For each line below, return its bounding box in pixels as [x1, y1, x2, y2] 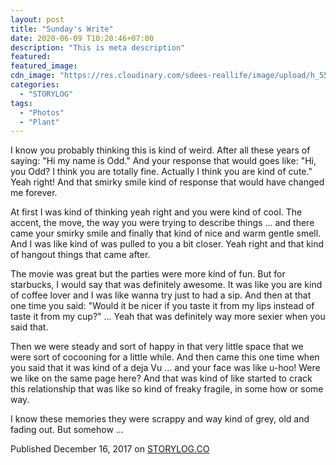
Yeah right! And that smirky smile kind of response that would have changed [10, 176, 325, 188]
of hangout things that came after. [10, 249, 151, 261]
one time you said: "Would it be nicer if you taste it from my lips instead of [10, 300, 315, 312]
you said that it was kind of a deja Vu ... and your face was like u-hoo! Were [10, 362, 321, 374]
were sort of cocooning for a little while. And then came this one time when [10, 351, 320, 363]
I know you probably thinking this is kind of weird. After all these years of [10, 144, 311, 156]
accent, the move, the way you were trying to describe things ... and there [10, 217, 315, 229]
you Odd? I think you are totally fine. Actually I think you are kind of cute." [10, 166, 313, 178]
